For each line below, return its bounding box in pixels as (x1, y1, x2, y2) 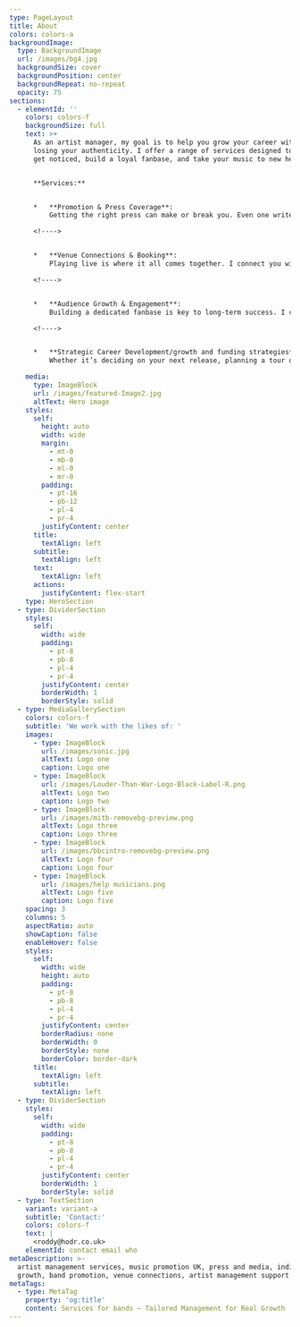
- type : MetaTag (17, 1288, 78, 1297)
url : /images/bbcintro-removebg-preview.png (41, 846, 210, 855)
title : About (9, 21, 58, 30)
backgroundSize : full (25, 122, 105, 131)
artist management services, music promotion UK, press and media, (17, 1263, 274, 1272)
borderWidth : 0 (41, 1038, 98, 1047)
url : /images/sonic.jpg (41, 746, 129, 756)
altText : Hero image (32, 397, 110, 406)
